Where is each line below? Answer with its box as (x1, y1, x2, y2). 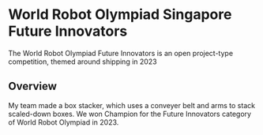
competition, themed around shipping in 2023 (8, 57, 157, 66)
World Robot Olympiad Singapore (8, 6, 232, 24)
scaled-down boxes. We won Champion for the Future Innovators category (8, 109, 251, 118)
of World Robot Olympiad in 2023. (8, 117, 119, 127)
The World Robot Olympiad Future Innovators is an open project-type (8, 48, 234, 58)
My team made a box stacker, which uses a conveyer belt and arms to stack (8, 100, 255, 110)
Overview (8, 80, 58, 93)
